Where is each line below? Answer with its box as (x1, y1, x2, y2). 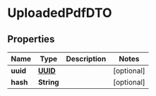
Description (66, 54, 107, 64)
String (37, 78, 59, 87)
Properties (7, 33, 55, 45)
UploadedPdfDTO (7, 5, 112, 21)
